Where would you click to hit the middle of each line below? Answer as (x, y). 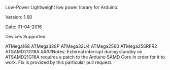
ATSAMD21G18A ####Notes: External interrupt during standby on (74, 52)
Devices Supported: (26, 37)
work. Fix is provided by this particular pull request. (59, 62)
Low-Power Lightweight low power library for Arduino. (62, 7)
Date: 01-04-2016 (24, 27)
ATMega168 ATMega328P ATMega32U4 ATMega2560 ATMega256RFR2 (81, 46)
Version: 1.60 (19, 17)
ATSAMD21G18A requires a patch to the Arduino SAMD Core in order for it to (85, 57)
